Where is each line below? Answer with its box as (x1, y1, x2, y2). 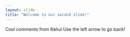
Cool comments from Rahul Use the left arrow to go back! (5, 26, 125, 32)
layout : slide (5, 7, 35, 13)
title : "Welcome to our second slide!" (5, 12, 90, 17)
